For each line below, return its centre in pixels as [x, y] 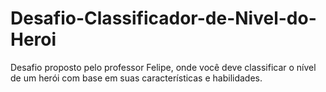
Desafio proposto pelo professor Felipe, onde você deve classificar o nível [163, 67]
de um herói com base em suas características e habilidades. [136, 78]
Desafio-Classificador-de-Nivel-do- [163, 18]
